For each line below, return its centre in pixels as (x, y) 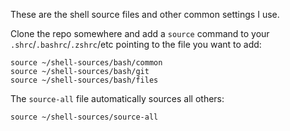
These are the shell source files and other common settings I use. (145, 14)
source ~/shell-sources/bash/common (86, 63)
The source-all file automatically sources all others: (117, 98)
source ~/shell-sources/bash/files (84, 80)
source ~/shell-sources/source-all (84, 117)
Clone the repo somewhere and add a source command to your (140, 33)
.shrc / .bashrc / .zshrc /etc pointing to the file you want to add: (136, 44)
